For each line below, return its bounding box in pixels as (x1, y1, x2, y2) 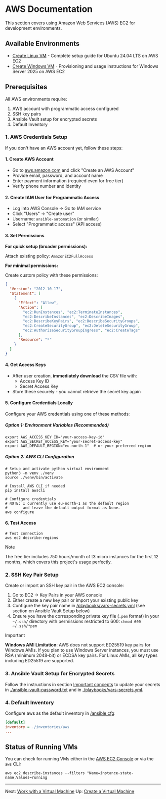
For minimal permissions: (5, 263, 58, 268)
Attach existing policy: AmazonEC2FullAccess (5, 253, 94, 259)
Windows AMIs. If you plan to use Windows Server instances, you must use (5, 647, 159, 653)
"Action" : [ (18, 305, 43, 310)
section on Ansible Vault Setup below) (12, 608, 90, 614)
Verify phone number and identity (12, 183, 81, 189)
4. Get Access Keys (5, 362, 46, 368)
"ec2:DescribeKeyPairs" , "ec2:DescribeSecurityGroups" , (23, 319, 140, 324)
